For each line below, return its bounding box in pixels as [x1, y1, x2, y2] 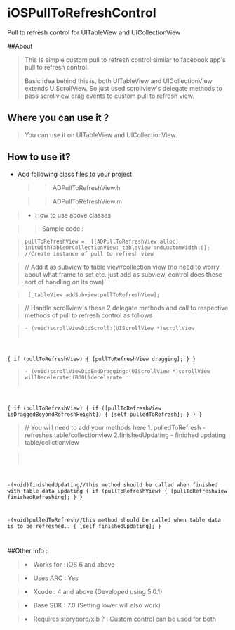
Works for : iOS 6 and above [33, 560, 115, 569]
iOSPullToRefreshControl [7, 5, 156, 21]
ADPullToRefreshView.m [52, 197, 123, 206]
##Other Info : [7, 547, 48, 555]
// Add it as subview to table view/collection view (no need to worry [24, 263, 220, 271]
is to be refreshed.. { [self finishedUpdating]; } [7, 523, 161, 530]
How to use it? [7, 151, 71, 163]
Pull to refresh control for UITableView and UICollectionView [7, 28, 181, 37]
